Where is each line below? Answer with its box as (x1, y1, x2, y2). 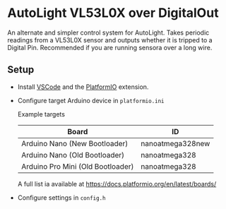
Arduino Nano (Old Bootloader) (20, 150, 125, 160)
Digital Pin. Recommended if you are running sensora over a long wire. (7, 43, 213, 52)
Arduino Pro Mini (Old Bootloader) (20, 161, 134, 171)
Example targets (17, 109, 66, 118)
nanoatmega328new (141, 138, 210, 148)
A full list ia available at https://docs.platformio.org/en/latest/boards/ (17, 179, 217, 188)
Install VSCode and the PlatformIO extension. (17, 83, 149, 91)
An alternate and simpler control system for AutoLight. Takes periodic (7, 28, 210, 37)
